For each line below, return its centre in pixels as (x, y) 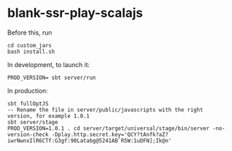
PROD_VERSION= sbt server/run (52, 78)
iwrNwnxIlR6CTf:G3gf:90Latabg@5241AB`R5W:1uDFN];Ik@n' (90, 140)
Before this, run (30, 32)
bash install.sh (31, 52)
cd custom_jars (30, 45)
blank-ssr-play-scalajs (75, 13)
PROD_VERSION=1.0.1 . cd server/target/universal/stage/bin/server (109, 128)
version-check (28, 134)
